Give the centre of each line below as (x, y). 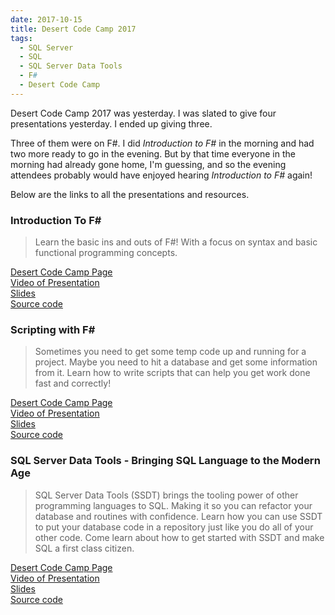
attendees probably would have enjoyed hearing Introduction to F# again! (161, 175)
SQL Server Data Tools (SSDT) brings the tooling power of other (166, 495)
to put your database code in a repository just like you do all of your (174, 527)
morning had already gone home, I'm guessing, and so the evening (148, 164)
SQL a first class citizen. (84, 548)
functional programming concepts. (106, 253)
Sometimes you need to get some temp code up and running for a (170, 352)
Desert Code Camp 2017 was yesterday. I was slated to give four (143, 113)
